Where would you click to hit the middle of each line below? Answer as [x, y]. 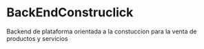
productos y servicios [37, 38]
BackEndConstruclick [70, 13]
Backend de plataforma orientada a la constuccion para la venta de [102, 31]
